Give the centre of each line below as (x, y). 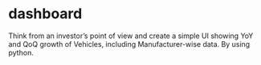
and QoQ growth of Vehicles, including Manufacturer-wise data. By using (129, 44)
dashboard (45, 14)
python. (21, 52)
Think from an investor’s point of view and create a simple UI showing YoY (131, 36)
